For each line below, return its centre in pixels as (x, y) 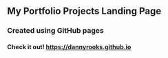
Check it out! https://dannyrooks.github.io (69, 46)
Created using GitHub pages (56, 31)
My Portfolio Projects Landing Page (84, 11)
